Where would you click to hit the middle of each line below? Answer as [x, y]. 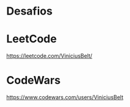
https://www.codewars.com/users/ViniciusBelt [65, 97]
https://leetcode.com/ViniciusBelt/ [49, 56]
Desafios [30, 11]
